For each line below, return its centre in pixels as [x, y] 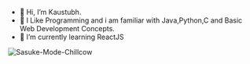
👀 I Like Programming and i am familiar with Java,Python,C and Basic [131, 20]
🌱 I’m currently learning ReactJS [72, 37]
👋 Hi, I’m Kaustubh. [50, 12]
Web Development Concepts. [67, 28]
